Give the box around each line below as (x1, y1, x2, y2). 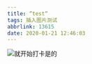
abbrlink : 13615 (7, 23, 54, 30)
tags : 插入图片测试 (7, 17, 58, 24)
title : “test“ (7, 10, 49, 17)
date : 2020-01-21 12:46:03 (7, 29, 86, 37)
